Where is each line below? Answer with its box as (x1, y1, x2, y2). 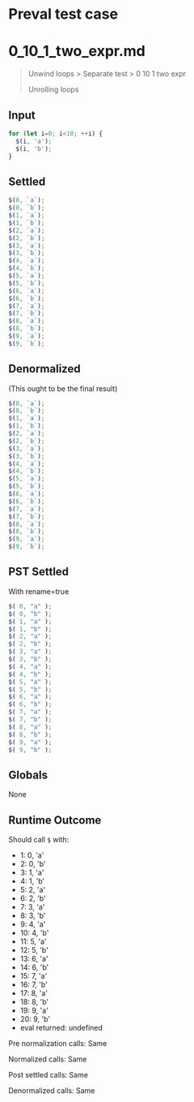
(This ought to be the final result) (8, 383, 118, 394)
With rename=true (8, 586, 70, 596)
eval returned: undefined (19, 1023, 103, 1032)
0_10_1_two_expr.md (8, 42, 145, 61)
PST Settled (8, 565, 70, 579)
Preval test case (8, 5, 119, 24)
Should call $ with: (8, 835, 70, 844)
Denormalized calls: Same (8, 1086, 95, 1096)
